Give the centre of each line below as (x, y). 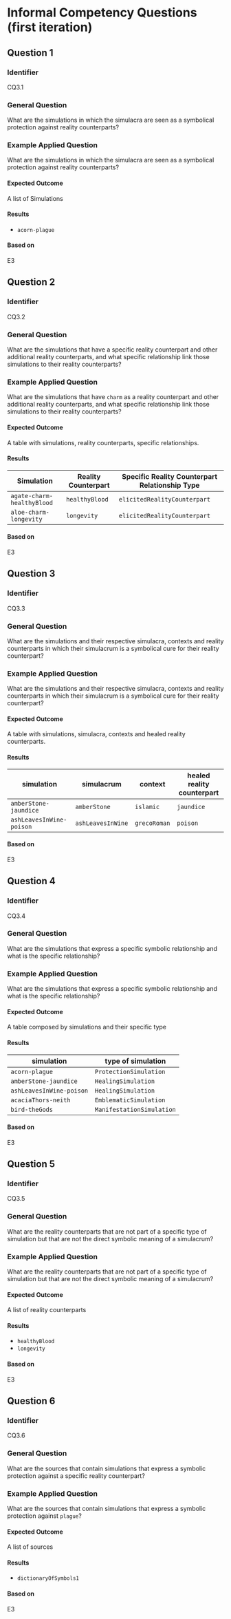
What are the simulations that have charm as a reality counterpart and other (113, 397)
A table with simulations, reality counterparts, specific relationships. (103, 442)
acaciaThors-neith (41, 1100)
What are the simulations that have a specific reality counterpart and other (112, 350)
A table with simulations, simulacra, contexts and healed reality (96, 734)
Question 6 (31, 1401)
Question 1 (30, 53)
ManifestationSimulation (136, 1109)
